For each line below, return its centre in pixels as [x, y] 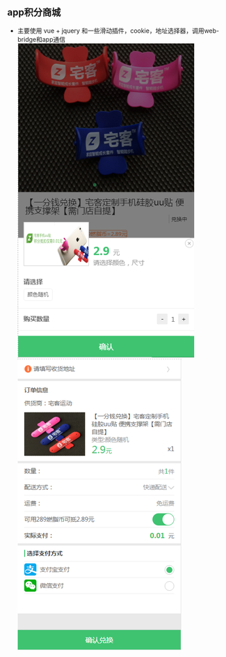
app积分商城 [34, 13]
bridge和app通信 [41, 39]
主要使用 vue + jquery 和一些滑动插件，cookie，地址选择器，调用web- [118, 31]
